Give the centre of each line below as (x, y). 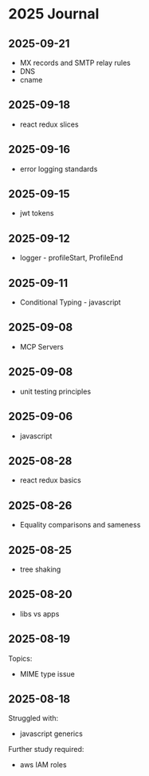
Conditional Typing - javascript (70, 302)
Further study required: (46, 750)
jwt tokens (37, 213)
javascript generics (51, 734)
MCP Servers (41, 346)
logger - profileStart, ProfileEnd (71, 258)
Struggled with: (33, 718)
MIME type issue (47, 673)
